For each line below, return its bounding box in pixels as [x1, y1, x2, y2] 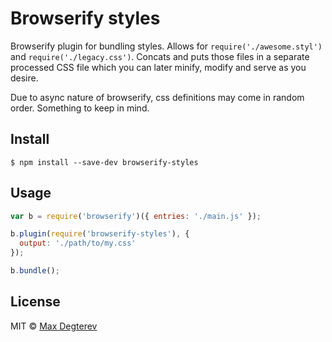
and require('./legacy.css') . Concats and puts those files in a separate [10, 50, 310, 62]
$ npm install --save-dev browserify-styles [10, 157, 199, 167]
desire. [10, 72, 39, 84]
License [10, 293, 61, 311]
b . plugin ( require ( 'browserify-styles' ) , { [10, 229, 190, 239]
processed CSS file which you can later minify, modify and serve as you [10, 61, 307, 73]
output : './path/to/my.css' [19, 238, 137, 249]
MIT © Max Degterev [10, 320, 98, 332]
